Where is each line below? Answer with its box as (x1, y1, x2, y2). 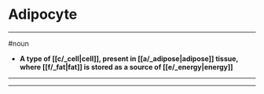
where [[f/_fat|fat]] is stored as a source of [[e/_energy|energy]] (19, 62, 233, 71)
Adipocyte (8, 5, 78, 23)
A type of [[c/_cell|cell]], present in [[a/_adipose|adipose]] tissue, (19, 53, 239, 63)
